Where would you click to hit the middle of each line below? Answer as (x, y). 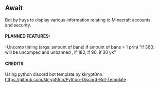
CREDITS (14, 64)
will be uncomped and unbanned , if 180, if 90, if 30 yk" (61, 52)
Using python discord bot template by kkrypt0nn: (54, 74)
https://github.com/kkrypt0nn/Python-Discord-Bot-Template (66, 80)
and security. (18, 25)
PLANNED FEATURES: (27, 36)
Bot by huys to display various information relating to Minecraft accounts (78, 20)
